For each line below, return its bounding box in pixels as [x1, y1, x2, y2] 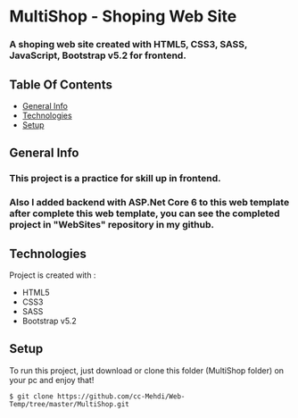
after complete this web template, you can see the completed [9, 207, 280, 220]
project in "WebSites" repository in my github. [9, 219, 214, 231]
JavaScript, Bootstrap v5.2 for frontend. [9, 49, 187, 62]
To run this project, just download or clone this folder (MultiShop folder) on [9, 364, 284, 376]
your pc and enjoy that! [9, 374, 95, 385]
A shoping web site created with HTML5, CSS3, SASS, [9, 38, 248, 51]
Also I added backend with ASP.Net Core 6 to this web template [9, 196, 290, 209]
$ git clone [9, 391, 54, 401]
